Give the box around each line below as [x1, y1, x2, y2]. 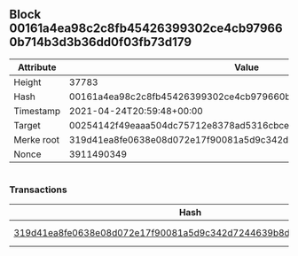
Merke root [13, 133, 60, 145]
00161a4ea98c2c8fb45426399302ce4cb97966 [9, 21, 283, 36]
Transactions [9, 183, 68, 196]
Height [13, 75, 42, 88]
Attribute [17, 61, 57, 74]
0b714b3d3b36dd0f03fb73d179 [9, 35, 192, 50]
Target [13, 119, 42, 131]
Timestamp [13, 105, 61, 117]
